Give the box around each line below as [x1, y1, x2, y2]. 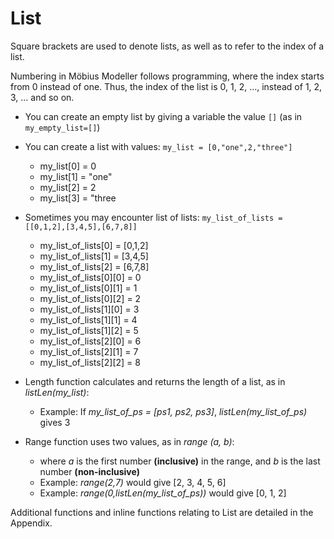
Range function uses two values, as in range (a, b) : [24, 435, 235, 447]
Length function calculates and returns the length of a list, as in [24, 375, 286, 387]
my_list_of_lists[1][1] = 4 [39, 313, 138, 326]
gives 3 [39, 416, 71, 428]
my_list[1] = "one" [39, 170, 113, 182]
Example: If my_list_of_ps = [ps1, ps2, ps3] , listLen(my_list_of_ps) [39, 405, 308, 417]
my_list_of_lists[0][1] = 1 [39, 282, 138, 294]
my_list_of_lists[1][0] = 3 [39, 303, 140, 315]
